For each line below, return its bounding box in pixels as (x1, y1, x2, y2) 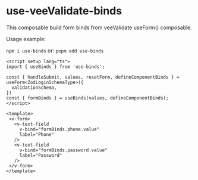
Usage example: (6, 35, 46, 42)
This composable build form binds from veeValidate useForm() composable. (6, 24, 192, 31)
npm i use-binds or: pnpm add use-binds (6, 46, 104, 54)
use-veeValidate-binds (6, 4, 122, 18)
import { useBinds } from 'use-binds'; (6, 64, 105, 70)
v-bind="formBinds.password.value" (19, 147, 108, 153)
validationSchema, (11, 85, 58, 91)
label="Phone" (19, 131, 55, 138)
